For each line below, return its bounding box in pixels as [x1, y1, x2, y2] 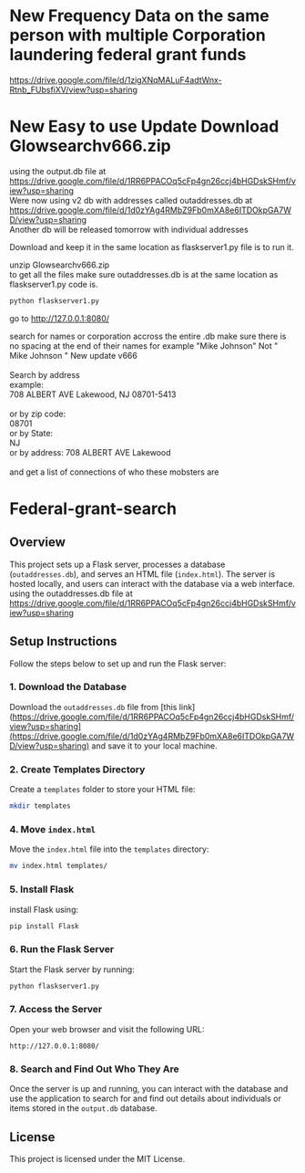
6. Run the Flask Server [9, 943, 115, 956]
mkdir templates [9, 801, 71, 811]
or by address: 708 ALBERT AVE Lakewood [9, 446, 171, 457]
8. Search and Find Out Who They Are [9, 1063, 179, 1075]
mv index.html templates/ [9, 862, 107, 871]
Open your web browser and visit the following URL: [9, 1023, 205, 1034]
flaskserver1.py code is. [9, 278, 98, 289]
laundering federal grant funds [9, 45, 247, 65]
